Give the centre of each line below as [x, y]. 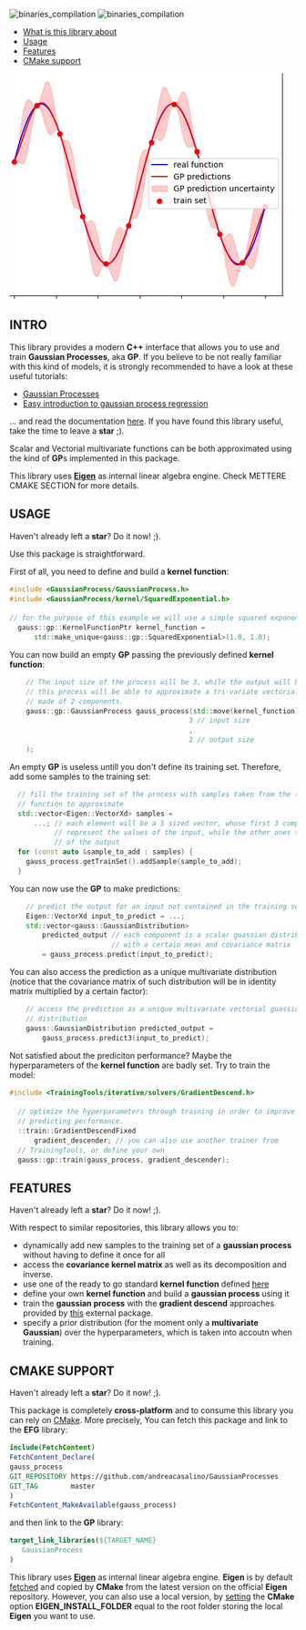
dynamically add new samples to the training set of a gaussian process [157, 1246]
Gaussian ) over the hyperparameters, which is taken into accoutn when [158, 1333]
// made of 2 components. [75, 702]
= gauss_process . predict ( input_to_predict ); [128, 955]
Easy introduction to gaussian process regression [115, 403]
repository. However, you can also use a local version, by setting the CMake [152, 1596]
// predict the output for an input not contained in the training [156, 907]
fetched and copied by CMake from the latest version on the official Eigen [148, 1586]
